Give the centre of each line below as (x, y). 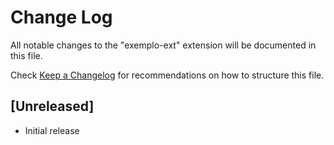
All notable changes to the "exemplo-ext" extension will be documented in (163, 45)
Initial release (52, 130)
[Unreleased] (52, 106)
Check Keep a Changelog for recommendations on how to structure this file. (167, 75)
